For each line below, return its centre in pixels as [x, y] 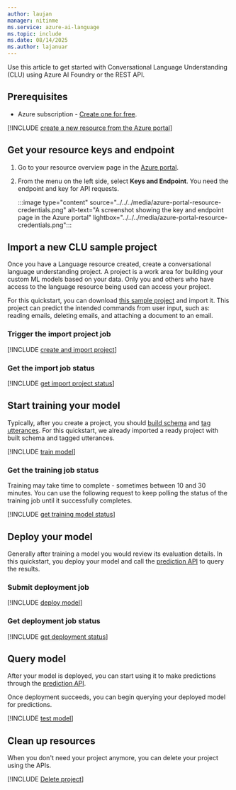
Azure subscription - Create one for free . [77, 114]
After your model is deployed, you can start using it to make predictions [112, 676]
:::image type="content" [53, 202]
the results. [24, 569]
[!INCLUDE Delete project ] [46, 779]
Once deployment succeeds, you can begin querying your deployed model [117, 697]
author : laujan [30, 14]
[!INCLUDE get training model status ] [61, 515]
